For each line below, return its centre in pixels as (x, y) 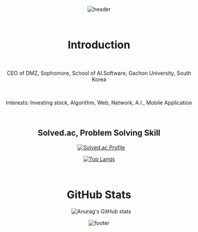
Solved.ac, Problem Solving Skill (99, 133)
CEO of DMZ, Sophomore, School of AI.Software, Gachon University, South (99, 73)
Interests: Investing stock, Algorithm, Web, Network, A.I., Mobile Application (99, 102)
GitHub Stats (99, 195)
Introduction (99, 45)
